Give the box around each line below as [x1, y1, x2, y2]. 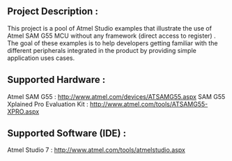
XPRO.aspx [7, 107, 40, 116]
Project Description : [7, 6, 99, 17]
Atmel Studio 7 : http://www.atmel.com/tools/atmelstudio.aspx [7, 146, 186, 154]
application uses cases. [7, 54, 75, 62]
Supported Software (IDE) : [7, 128, 127, 139]
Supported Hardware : [7, 74, 106, 86]
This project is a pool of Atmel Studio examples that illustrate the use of [7, 24, 212, 32]
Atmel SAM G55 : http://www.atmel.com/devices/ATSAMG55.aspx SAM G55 [7, 92, 226, 100]
